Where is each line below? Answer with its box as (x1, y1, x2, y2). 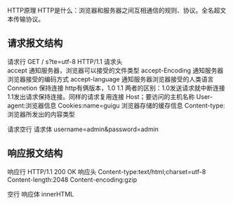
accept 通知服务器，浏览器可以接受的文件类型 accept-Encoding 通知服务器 (7, 66, 224, 74)
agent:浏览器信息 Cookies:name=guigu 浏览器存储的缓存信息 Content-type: (7, 101, 225, 110)
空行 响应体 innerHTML (7, 190, 74, 198)
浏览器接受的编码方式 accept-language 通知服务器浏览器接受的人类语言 (7, 74, 214, 83)
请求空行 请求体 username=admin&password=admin (7, 125, 159, 133)
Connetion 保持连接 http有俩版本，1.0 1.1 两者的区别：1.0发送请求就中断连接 (7, 84, 226, 92)
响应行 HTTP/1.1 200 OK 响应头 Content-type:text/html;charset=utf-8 (7, 167, 206, 176)
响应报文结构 (7, 147, 63, 159)
